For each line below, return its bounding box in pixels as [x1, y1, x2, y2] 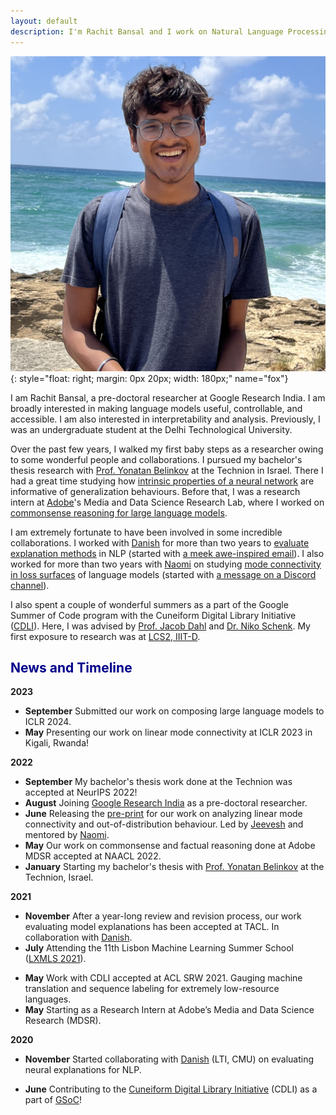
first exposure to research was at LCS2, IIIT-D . [10, 630, 201, 642]
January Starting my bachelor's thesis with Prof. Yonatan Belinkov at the [24, 861, 325, 873]
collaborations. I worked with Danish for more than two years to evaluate [10, 536, 310, 549]
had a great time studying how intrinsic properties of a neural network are [10, 475, 315, 487]
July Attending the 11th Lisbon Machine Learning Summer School [24, 942, 294, 954]
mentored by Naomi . [24, 829, 110, 841]
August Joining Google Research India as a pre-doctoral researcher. [24, 797, 308, 809]
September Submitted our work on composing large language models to [24, 705, 325, 717]
